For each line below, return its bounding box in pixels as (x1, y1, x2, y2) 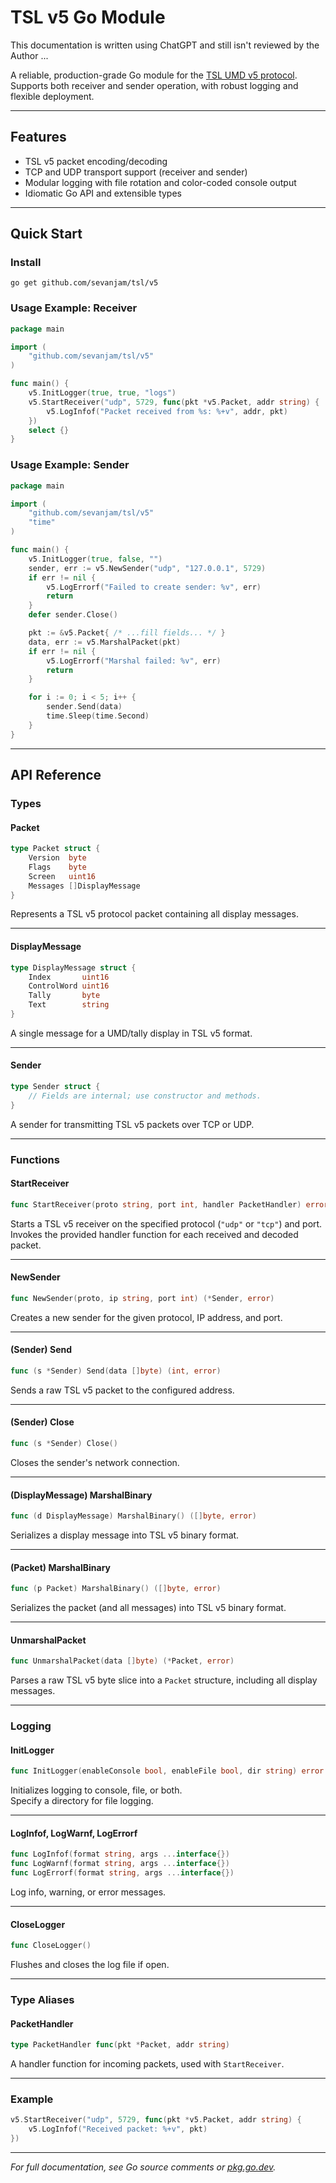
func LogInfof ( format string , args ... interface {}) (10, 1849, 230, 1860)
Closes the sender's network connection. (10, 1456, 180, 1468)
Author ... (10, 49, 49, 61)
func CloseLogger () (10, 1941, 92, 1951)
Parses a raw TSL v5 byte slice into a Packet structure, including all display (10, 1674, 318, 1686)
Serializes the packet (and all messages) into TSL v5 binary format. (10, 1602, 287, 1614)
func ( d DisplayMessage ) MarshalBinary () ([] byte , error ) (10, 1511, 257, 1521)
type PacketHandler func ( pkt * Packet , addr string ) (10, 2040, 230, 2050)
